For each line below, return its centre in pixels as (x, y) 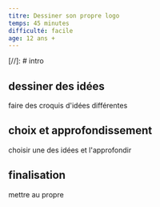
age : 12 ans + (32, 38)
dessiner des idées (57, 86)
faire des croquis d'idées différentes (68, 106)
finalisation (37, 175)
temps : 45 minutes (39, 23)
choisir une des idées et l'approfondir (70, 150)
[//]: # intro (26, 61)
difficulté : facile (41, 30)
